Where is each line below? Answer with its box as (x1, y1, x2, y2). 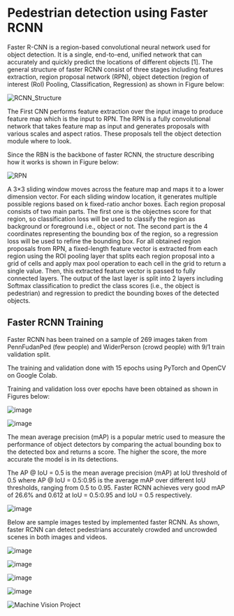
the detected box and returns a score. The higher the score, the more (7, 447, 207, 456)
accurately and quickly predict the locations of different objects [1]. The (7, 57, 213, 66)
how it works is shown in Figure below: (7, 157, 119, 166)
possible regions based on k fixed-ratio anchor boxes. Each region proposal (7, 199, 226, 208)
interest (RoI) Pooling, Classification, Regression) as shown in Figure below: (7, 80, 225, 88)
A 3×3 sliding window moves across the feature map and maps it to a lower (7, 185, 224, 193)
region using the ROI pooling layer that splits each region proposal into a (7, 252, 215, 260)
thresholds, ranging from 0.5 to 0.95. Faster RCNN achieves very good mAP (7, 483, 226, 492)
